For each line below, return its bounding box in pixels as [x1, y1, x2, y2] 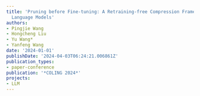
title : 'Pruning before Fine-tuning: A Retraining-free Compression [6, 8, 180, 15]
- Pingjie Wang [6, 25, 44, 32]
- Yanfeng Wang [6, 42, 44, 48]
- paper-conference [6, 64, 55, 70]
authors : [6, 20, 28, 26]
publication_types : [6, 58, 55, 64]
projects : [6, 75, 31, 81]
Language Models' [11, 14, 55, 20]
